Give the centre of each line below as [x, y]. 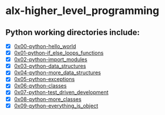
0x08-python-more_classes [48, 99]
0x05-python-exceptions [44, 79]
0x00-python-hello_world [45, 46]
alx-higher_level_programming [82, 11]
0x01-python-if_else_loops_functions [59, 53]
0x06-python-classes [40, 86]
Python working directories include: [73, 32]
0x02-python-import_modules [50, 60]
